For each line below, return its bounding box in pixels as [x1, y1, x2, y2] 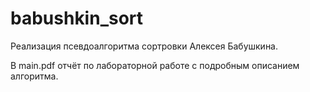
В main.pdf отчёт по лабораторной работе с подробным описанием [10, 59, 300, 71]
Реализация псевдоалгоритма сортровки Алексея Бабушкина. [10, 40, 279, 52]
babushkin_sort [10, 7, 144, 30]
